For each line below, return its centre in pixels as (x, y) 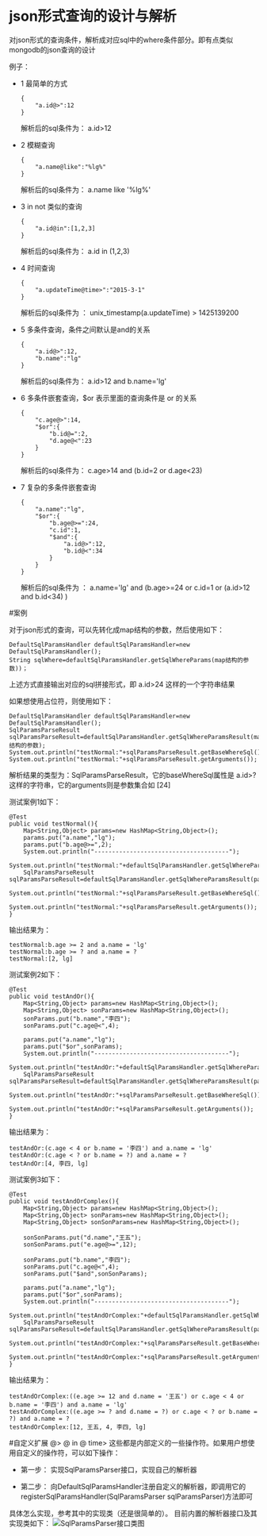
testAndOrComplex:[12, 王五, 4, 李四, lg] (78, 1427)
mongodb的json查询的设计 (52, 49)
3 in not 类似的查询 (51, 206)
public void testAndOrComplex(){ (64, 1201)
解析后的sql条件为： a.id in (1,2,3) (75, 251)
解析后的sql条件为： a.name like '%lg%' (86, 189)
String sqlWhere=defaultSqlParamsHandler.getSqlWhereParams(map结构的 (126, 660)
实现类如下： (30, 1523)
